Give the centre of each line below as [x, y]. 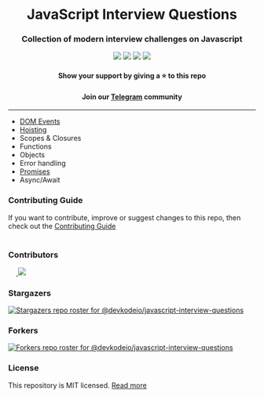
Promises [35, 171]
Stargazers [29, 293]
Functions [36, 146]
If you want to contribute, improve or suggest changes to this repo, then [125, 217]
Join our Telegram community [132, 97]
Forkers [23, 330]
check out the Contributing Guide [62, 226]
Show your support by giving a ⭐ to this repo [132, 76]
